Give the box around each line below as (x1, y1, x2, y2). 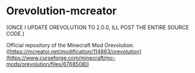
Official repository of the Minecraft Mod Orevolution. (6, 42, 135, 49)
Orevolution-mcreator (6, 4, 117, 18)
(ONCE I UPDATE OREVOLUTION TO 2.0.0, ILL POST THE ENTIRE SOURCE (6, 24, 189, 31)
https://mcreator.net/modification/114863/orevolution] (10, 47, 141, 55)
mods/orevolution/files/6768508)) (6, 61, 89, 68)
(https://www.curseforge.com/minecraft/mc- (6, 54, 116, 61)
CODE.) (6, 30, 25, 37)
